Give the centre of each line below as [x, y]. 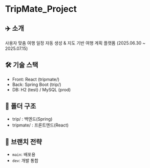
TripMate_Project [41, 9]
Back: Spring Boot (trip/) [37, 84]
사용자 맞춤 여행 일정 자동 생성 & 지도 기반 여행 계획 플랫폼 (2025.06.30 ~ [75, 43]
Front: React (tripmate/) [36, 79]
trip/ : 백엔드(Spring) [32, 119]
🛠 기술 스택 [21, 65]
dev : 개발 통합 [25, 161]
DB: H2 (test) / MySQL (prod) [41, 89]
